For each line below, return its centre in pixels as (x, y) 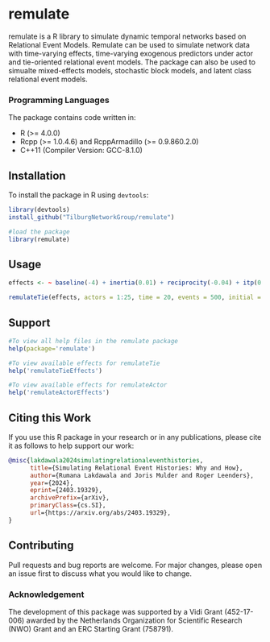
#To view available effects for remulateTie (84, 363)
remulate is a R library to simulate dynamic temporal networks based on (127, 36)
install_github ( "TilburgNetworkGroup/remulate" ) (91, 217)
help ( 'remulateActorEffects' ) (59, 393)
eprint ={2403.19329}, (66, 491)
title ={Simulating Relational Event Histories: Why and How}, (136, 468)
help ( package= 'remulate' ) (52, 348)
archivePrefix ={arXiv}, (70, 498)
